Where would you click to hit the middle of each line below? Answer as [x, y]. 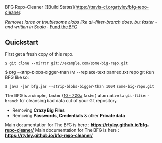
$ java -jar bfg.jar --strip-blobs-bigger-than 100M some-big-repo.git [80, 86]
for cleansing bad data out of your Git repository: [69, 100]
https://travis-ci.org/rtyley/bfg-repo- [112, 7]
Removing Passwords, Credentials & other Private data [69, 115]
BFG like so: [17, 77]
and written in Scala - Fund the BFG [41, 27]
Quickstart [22, 42]
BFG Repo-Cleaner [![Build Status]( [40, 7]
